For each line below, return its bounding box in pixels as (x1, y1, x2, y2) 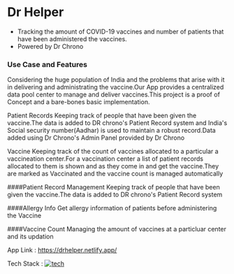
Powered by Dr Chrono (17, 42, 84, 50)
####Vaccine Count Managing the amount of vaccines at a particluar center (7, 225, 227, 233)
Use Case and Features (7, 59, 87, 69)
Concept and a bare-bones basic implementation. (7, 98, 150, 106)
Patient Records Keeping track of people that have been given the (7, 111, 197, 120)
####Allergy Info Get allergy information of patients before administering (7, 204, 217, 212)
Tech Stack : (7, 259, 43, 268)
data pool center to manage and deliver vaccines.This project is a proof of (7, 90, 220, 99)
